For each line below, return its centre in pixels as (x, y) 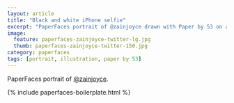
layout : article (31, 14)
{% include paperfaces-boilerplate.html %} (69, 92)
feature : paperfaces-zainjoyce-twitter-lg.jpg (82, 40)
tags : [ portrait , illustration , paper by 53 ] (74, 59)
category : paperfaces (39, 53)
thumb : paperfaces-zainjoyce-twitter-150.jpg (81, 46)
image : (17, 33)
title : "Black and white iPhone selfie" (67, 20)
